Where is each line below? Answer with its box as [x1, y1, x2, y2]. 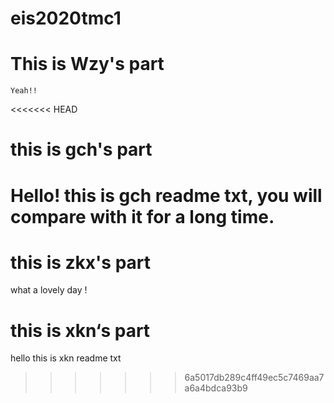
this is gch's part [10, 138, 153, 161]
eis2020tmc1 [10, 7, 122, 30]
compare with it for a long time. [10, 205, 275, 228]
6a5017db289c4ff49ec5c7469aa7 [184, 372, 325, 384]
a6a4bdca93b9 [184, 382, 248, 394]
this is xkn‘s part [10, 319, 151, 342]
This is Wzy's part [10, 53, 165, 76]
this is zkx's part [10, 251, 152, 274]
